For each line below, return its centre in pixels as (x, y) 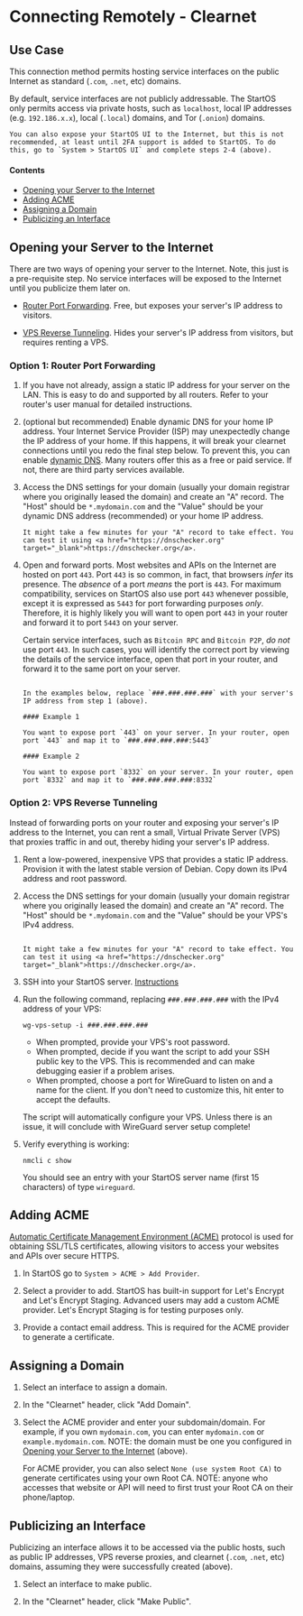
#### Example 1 (51, 717)
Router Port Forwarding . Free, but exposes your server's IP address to (152, 306)
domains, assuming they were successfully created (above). (121, 1566)
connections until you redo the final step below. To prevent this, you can (156, 451)
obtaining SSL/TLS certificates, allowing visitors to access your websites (144, 1246)
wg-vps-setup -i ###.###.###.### (85, 1025)
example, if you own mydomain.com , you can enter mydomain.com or (143, 1432)
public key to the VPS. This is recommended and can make (145, 1061)
